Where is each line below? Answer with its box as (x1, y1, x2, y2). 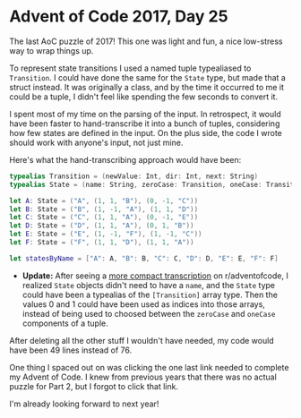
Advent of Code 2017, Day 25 (9, 6, 228, 27)
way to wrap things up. (9, 45, 94, 55)
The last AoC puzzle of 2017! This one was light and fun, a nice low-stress (9, 36, 283, 47)
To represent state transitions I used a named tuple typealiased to (9, 63, 252, 73)
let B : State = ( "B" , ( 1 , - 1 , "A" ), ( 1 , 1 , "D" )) (9, 204, 199, 214)
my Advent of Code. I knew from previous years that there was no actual (9, 371, 278, 382)
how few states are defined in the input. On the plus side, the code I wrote (9, 127, 282, 138)
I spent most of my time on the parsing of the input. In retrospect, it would (9, 108, 282, 119)
